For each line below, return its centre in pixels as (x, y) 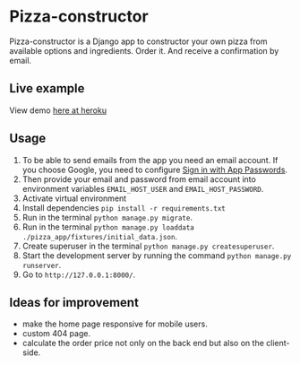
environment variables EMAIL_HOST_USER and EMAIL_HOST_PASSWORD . (143, 188)
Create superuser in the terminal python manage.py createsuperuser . (148, 246)
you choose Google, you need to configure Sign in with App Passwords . (155, 169)
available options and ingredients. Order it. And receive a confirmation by (144, 50)
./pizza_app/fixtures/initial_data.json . (99, 236)
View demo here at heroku (58, 110)
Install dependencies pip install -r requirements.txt (124, 207)
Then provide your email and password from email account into (139, 179)
